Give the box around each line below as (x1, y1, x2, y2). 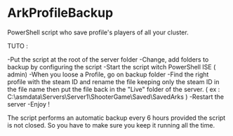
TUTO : (7, 41, 28, 50)
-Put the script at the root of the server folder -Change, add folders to (7, 55, 209, 64)
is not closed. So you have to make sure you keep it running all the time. (7, 121, 215, 129)
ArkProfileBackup (7, 5, 114, 21)
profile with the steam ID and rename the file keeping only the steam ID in (7, 77, 220, 86)
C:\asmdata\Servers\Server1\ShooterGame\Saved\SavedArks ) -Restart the (7, 93, 225, 101)
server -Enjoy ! (7, 100, 51, 108)
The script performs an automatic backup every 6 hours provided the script (7, 114, 226, 122)
